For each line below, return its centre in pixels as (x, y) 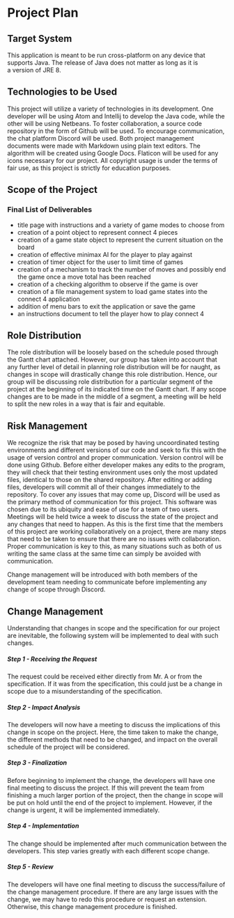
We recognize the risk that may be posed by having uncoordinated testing (113, 443)
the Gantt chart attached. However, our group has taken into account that (112, 359)
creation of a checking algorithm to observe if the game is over (108, 284)
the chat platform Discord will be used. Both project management (101, 138)
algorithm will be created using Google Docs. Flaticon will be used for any (113, 153)
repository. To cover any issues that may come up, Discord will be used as (114, 495)
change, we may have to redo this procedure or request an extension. (107, 899)
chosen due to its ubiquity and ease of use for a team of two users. (103, 509)
